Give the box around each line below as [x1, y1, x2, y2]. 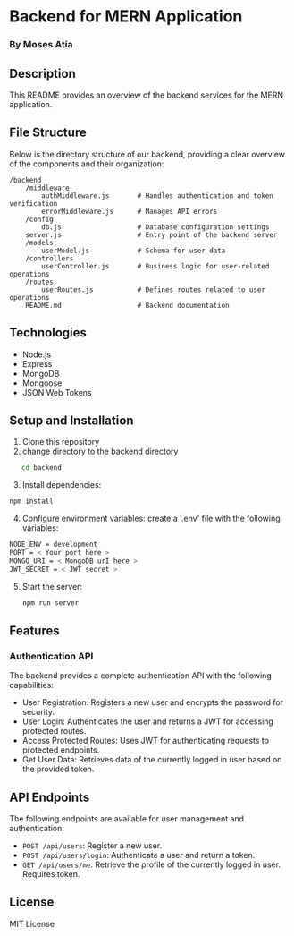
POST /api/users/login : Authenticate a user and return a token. [21, 849, 256, 860]
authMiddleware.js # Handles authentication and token [41, 191, 274, 200]
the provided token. [21, 763, 95, 775]
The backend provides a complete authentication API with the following [9, 670, 273, 681]
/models [25, 238, 54, 247]
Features [9, 623, 60, 638]
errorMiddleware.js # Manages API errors [41, 207, 218, 216]
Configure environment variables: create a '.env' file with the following [21, 513, 281, 524]
